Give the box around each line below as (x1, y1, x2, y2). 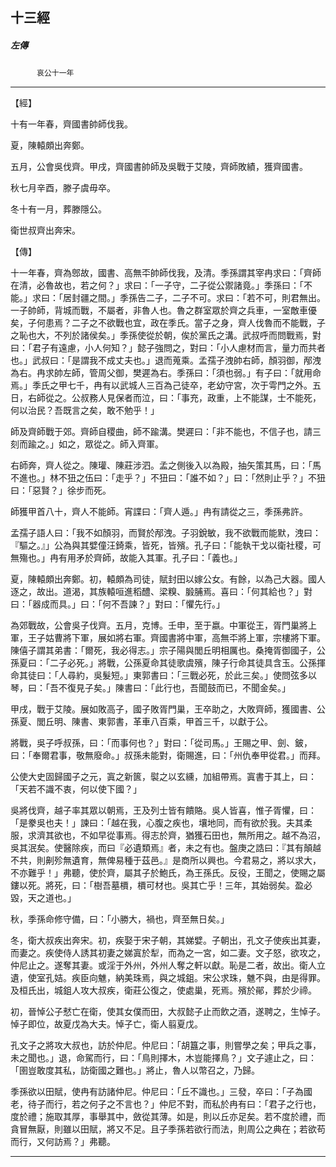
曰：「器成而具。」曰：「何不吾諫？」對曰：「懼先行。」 (10, 598, 225, 610)
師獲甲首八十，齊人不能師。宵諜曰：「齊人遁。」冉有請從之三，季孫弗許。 (10, 506, 308, 518)
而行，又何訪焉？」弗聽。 (10, 1136, 116, 1148)
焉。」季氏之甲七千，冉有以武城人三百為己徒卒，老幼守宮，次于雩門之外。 (10, 379, 313, 392)
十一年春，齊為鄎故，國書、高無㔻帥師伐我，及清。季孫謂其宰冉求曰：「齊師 (10, 267, 322, 279)
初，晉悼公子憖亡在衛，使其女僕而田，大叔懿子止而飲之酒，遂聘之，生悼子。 (10, 1006, 326, 1018)
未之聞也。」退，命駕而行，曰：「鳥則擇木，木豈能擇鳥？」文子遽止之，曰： (10, 1052, 317, 1064)
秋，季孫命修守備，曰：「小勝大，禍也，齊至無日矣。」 (10, 913, 230, 925)
